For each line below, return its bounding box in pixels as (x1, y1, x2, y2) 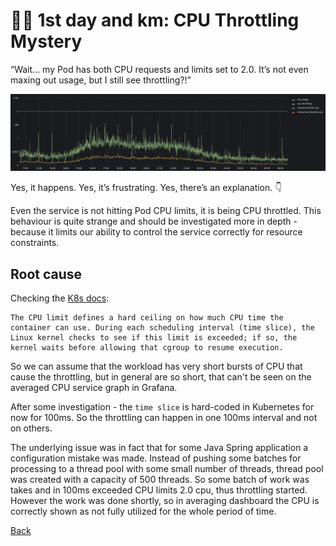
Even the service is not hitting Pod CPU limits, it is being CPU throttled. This (10, 205, 322, 217)
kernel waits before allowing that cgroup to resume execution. (10, 343, 284, 353)
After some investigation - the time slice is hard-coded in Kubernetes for (10, 401, 315, 413)
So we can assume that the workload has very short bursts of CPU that (10, 360, 303, 373)
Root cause (10, 265, 83, 283)
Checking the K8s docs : (10, 292, 110, 304)
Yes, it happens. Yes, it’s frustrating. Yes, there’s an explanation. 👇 (10, 182, 283, 194)
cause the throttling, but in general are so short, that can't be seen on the (10, 371, 312, 383)
